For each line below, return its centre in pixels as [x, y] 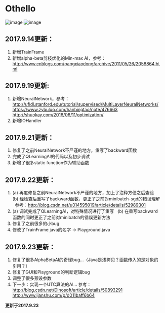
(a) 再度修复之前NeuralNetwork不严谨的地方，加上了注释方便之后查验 [83, 193]
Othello [21, 9]
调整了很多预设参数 [32, 278]
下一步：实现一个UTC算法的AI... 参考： [52, 284]
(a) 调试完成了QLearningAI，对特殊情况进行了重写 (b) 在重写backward [85, 211]
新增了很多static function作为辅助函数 [51, 163]
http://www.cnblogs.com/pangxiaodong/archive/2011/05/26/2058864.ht [86, 64]
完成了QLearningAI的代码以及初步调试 [51, 157]
